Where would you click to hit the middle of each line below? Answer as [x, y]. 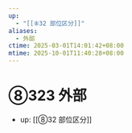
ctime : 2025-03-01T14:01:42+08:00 [66, 46]
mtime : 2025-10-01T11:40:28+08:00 [66, 53]
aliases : [23, 31]
